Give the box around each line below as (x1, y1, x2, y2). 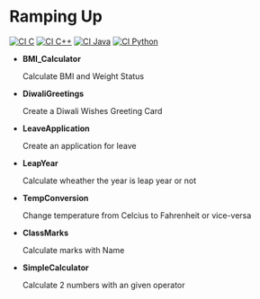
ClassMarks (22, 227, 69, 238)
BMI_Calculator (22, 53, 81, 64)
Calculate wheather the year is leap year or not (22, 175, 196, 186)
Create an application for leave (22, 140, 137, 151)
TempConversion (22, 192, 89, 203)
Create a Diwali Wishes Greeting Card (22, 105, 163, 116)
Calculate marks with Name (22, 244, 125, 255)
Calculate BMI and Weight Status (22, 70, 145, 82)
